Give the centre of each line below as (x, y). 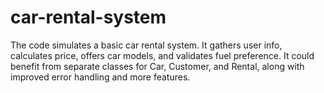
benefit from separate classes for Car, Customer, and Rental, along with (157, 66)
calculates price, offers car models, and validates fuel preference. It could (162, 55)
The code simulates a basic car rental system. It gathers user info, (146, 45)
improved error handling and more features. (100, 77)
